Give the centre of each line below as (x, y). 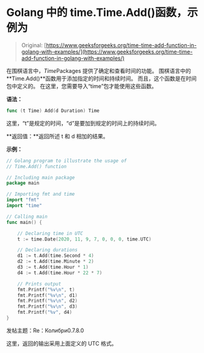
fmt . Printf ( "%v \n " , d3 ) (48, 307)
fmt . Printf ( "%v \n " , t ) (46, 289)
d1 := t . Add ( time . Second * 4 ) (56, 256)
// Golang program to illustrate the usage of (67, 161)
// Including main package (41, 177)
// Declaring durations (48, 250)
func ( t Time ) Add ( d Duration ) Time (53, 111)
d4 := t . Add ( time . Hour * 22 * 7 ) (60, 273)
